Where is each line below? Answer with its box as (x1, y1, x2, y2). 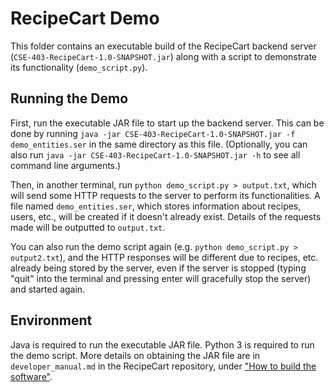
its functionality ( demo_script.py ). (10, 61, 148, 73)
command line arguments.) (10, 159, 122, 171)
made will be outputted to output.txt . (10, 221, 166, 233)
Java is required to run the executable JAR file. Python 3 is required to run (10, 338, 315, 351)
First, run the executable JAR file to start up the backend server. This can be (10, 117, 325, 129)
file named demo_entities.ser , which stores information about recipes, (10, 200, 302, 212)
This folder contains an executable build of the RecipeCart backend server (10, 40, 317, 52)
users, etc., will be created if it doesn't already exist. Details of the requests (10, 210, 322, 222)
